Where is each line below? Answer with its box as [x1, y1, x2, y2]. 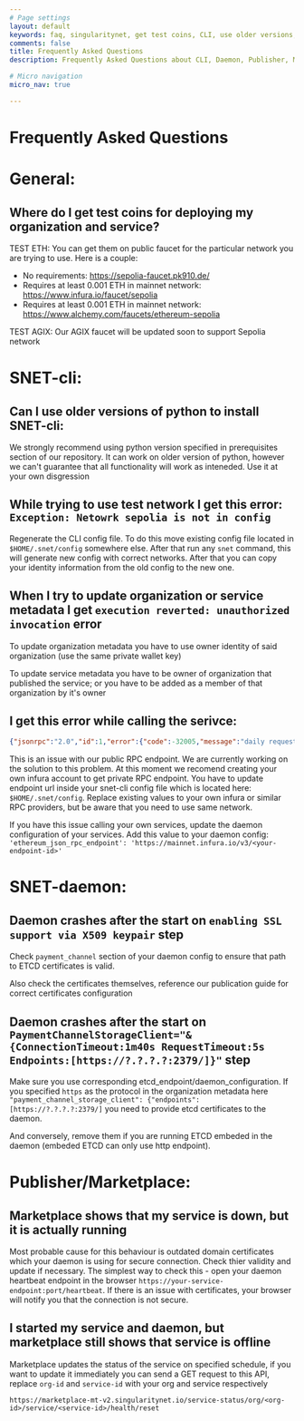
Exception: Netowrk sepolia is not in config [9, 511, 271, 524]
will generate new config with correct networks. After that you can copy [9, 552, 278, 563]
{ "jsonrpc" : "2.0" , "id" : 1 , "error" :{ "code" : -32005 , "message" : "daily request [9, 737, 298, 746]
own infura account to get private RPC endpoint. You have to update [9, 773, 264, 784]
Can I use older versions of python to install [9, 404, 260, 419]
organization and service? [9, 219, 160, 234]
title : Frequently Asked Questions [9, 47, 144, 56]
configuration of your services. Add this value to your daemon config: [9, 829, 269, 840]
